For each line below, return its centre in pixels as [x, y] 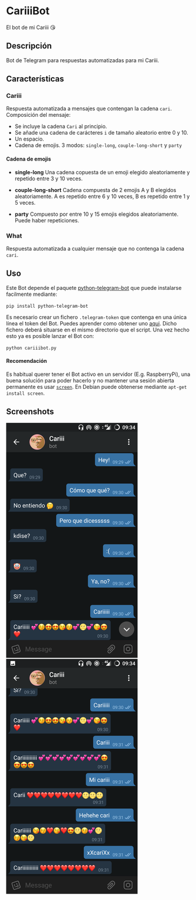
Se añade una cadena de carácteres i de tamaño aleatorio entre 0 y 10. [101, 133]
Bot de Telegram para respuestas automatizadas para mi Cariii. [83, 60]
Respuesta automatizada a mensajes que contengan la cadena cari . [89, 108]
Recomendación [27, 361]
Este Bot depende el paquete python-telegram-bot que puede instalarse [94, 288]
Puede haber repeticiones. [47, 220]
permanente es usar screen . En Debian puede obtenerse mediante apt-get [97, 387]
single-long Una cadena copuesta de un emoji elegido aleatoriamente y [102, 172]
